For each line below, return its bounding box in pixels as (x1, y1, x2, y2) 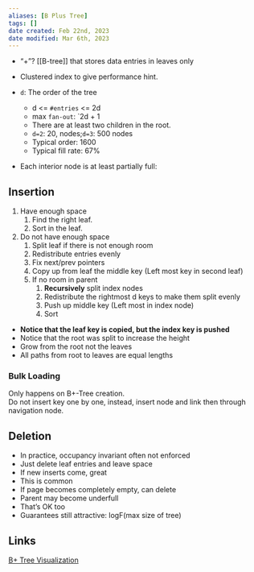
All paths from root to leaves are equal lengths (19, 350, 174, 360)
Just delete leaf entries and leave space (19, 459, 153, 469)
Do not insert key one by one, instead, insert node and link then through (8, 397, 247, 407)
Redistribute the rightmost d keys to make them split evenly (43, 292, 241, 302)
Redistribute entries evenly (31, 249, 121, 259)
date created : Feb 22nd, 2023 (8, 27, 110, 35)
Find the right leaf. (31, 215, 93, 225)
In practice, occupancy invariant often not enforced (19, 450, 190, 460)
